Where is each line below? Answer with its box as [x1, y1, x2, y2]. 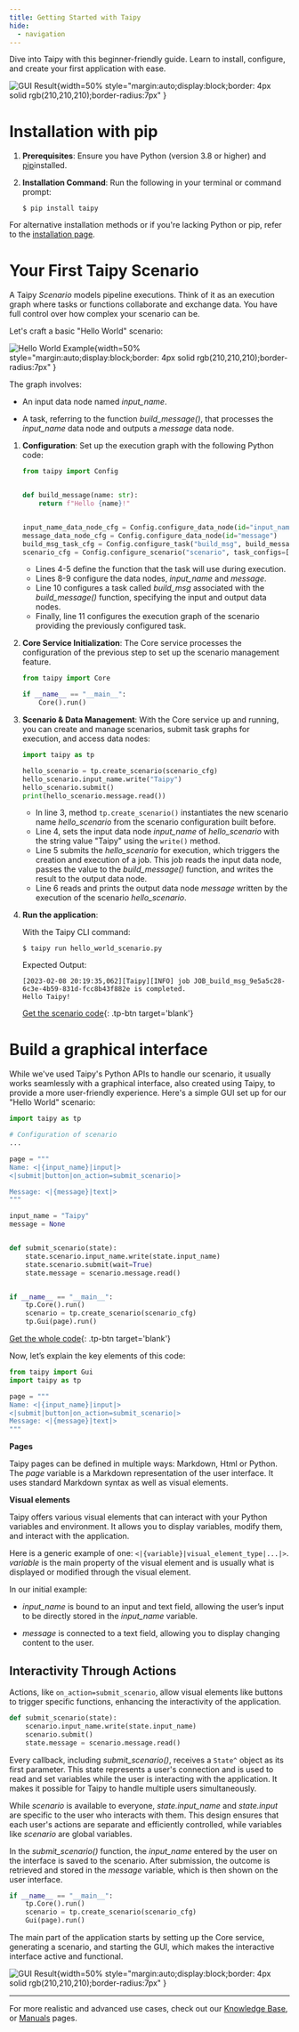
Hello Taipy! [21, 993, 71, 1002]
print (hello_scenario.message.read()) [21, 791, 166, 801]
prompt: [21, 187, 52, 198]
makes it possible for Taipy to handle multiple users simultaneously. [9, 1783, 257, 1794]
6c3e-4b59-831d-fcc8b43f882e [21, 985, 131, 994]
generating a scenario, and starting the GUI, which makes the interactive [9, 1941, 275, 1952]
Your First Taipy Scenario [9, 260, 199, 280]
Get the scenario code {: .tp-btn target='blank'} [21, 1008, 194, 1019]
